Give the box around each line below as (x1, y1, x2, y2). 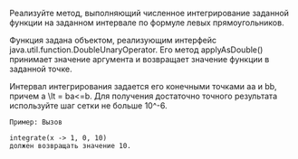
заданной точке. (9, 63, 72, 74)
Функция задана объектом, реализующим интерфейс (9, 35, 217, 45)
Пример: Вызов (9, 117, 63, 126)
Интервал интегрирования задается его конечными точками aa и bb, (9, 81, 278, 91)
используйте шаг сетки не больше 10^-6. (9, 100, 168, 111)
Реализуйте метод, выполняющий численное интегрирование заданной (9, 8, 290, 18)
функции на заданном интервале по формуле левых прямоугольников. (9, 17, 284, 28)
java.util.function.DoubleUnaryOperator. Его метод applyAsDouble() (9, 44, 264, 55)
